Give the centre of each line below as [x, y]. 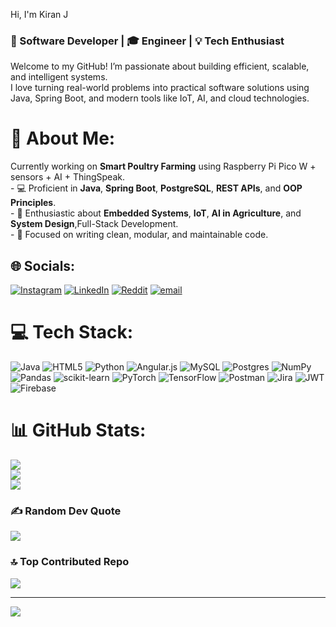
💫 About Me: [63, 138]
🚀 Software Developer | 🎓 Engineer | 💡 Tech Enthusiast [147, 41]
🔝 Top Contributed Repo [70, 562]
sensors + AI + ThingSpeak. [67, 177]
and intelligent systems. [59, 77]
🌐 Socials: [43, 265]
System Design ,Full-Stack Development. [94, 224]
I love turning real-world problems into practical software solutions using [160, 88]
